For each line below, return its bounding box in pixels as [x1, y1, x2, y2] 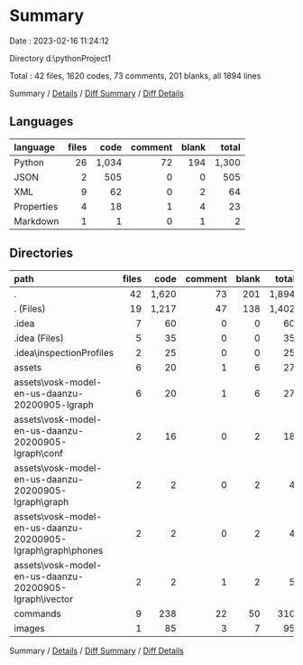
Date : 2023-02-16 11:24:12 [9, 35, 110, 46]
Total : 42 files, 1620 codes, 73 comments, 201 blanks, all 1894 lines [9, 70, 262, 81]
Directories [9, 246, 74, 261]
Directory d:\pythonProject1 [9, 52, 111, 63]
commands [14, 607, 61, 620]
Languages [9, 114, 74, 129]
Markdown [14, 214, 60, 227]
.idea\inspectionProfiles [14, 346, 115, 359]
